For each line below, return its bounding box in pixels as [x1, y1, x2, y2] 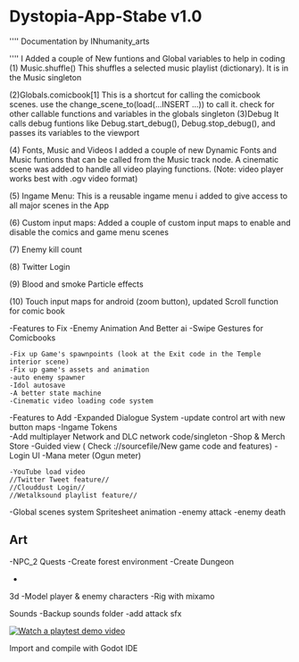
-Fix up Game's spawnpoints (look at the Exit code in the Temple [9, 349, 262, 358]
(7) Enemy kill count [9, 244, 83, 255]
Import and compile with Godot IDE [9, 642, 138, 653]
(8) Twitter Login [9, 261, 71, 272]
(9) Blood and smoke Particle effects [9, 279, 145, 289]
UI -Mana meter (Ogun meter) [31, 449, 142, 461]
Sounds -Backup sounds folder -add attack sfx [9, 608, 182, 618]
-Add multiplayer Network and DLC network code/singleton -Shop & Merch [9, 431, 286, 441]
